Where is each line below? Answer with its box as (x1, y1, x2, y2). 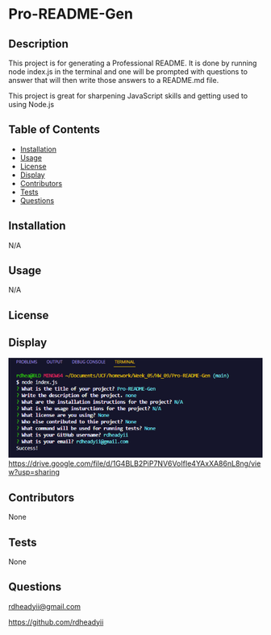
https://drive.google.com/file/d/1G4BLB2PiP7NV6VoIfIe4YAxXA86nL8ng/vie (8, 459, 261, 468)
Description (8, 37, 69, 51)
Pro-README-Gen (8, 5, 133, 23)
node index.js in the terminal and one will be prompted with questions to (8, 67, 248, 77)
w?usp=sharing (8, 467, 60, 477)
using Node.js (8, 100, 55, 109)
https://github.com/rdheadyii (8, 617, 104, 627)
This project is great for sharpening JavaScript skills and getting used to (8, 91, 248, 101)
